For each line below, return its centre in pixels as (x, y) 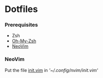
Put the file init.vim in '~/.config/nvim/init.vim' (51, 70)
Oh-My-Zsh (24, 41)
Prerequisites (21, 25)
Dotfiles (21, 9)
